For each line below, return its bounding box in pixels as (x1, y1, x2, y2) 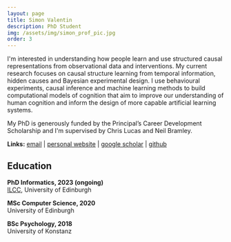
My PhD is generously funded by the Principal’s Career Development (7, 119, 202, 128)
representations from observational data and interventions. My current (7, 62, 208, 70)
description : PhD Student (7, 23, 81, 30)
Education (7, 160, 52, 172)
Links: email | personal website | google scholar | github (7, 140, 167, 148)
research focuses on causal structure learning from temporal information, (7, 70, 216, 78)
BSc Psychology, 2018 (7, 219, 72, 228)
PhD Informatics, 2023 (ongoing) (7, 178, 103, 186)
